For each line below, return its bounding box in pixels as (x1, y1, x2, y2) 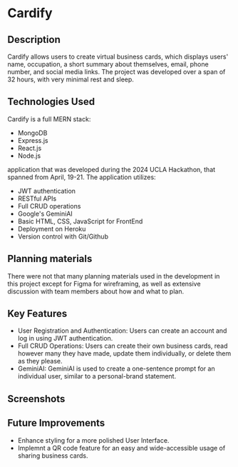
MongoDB (17, 129, 48, 137)
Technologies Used (7, 96, 95, 108)
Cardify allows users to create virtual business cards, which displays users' (7, 52, 229, 61)
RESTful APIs (17, 194, 57, 203)
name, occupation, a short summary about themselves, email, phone (7, 60, 209, 69)
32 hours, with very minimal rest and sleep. (7, 75, 134, 84)
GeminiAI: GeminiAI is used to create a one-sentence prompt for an (17, 364, 215, 373)
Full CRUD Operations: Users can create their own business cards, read (17, 341, 228, 351)
